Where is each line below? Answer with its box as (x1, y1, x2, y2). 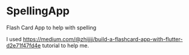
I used (6, 35, 22, 42)
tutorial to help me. (42, 42, 89, 49)
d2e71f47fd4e (6, 42, 41, 49)
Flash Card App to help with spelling (6, 24, 97, 31)
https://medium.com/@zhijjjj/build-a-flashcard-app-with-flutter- (23, 35, 183, 42)
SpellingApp (6, 4, 70, 18)
